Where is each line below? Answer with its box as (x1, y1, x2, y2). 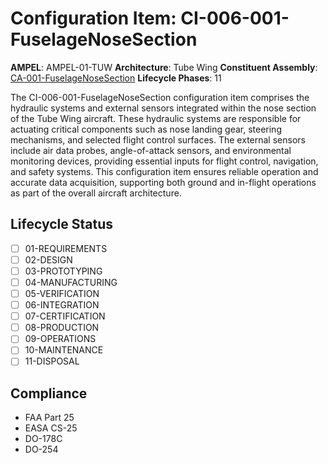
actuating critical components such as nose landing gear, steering (10, 123, 282, 135)
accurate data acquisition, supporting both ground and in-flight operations (10, 176, 317, 188)
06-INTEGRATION (24, 299, 100, 311)
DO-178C (24, 433, 63, 445)
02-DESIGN (24, 253, 73, 266)
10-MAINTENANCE (24, 344, 104, 356)
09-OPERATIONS (24, 333, 97, 345)
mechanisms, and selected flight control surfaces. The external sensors (10, 133, 306, 146)
